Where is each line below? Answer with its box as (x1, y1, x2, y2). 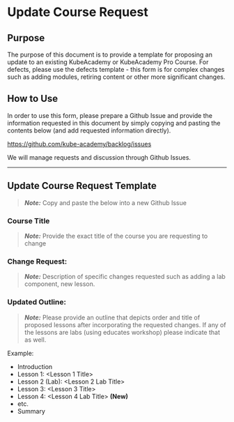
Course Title (7, 216, 50, 225)
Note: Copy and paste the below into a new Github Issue (24, 198, 187, 206)
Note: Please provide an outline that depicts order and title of (24, 313, 201, 322)
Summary (17, 407, 45, 415)
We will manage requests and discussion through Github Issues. (7, 153, 192, 161)
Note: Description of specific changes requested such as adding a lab (24, 273, 226, 281)
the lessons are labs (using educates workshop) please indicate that (24, 328, 221, 336)
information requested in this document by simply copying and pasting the (7, 119, 221, 127)
